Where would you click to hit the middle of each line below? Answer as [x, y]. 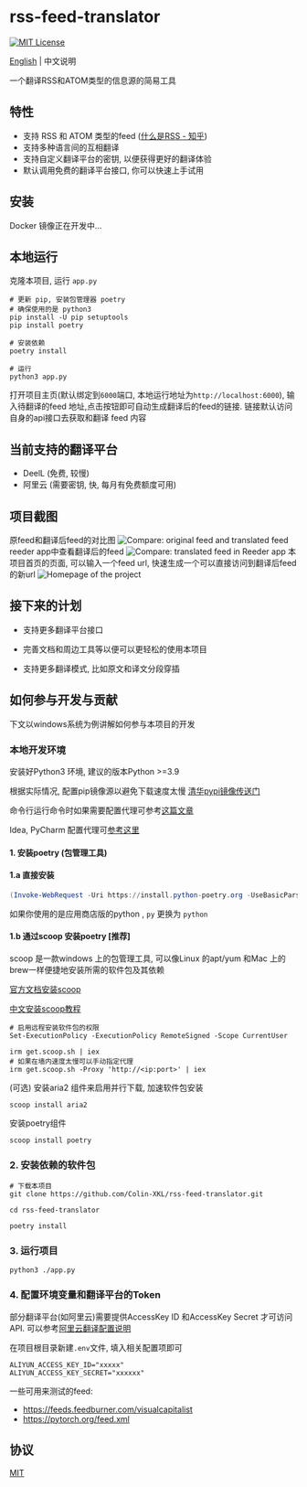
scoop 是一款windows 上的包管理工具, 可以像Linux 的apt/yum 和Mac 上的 [148, 958]
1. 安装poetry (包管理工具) [58, 852]
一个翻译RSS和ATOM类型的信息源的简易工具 [93, 80]
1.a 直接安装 [32, 875]
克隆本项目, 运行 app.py [53, 281]
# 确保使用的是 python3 [50, 310]
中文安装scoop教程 [45, 1009]
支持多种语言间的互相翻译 [71, 147]
